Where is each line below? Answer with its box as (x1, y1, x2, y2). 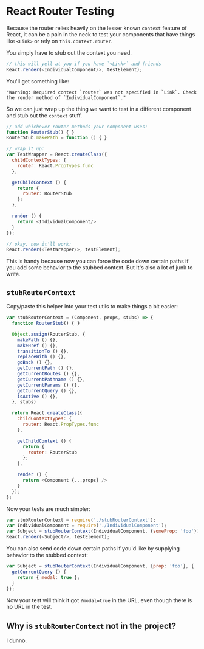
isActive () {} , (17, 394, 59, 400)
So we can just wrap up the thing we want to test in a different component (6, 105, 191, 113)
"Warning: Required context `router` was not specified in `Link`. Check (6, 89, 197, 95)
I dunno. (6, 637, 27, 644)
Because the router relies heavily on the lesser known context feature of (6, 24, 187, 32)
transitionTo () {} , (17, 348, 69, 354)
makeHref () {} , (17, 342, 59, 349)
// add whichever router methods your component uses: (6, 123, 148, 130)
